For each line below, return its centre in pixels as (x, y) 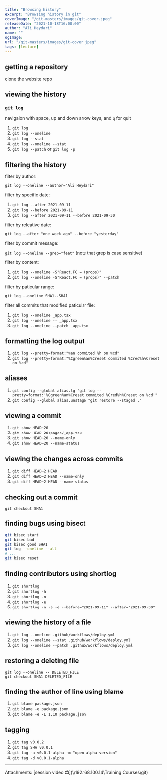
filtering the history (36, 165)
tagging (17, 730)
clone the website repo (29, 79)
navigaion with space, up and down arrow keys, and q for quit (68, 118)
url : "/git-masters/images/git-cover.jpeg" (51, 42)
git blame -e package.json (40, 709)
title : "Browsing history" (33, 10)
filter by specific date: (28, 195)
